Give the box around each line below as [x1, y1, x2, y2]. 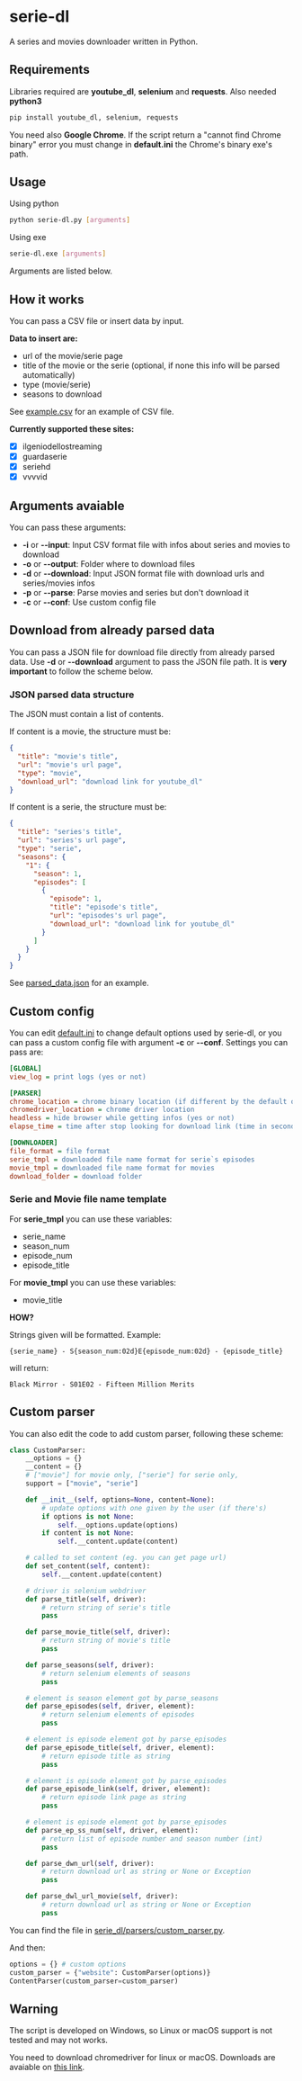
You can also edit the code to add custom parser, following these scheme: [9, 1428, 284, 1439]
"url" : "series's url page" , [17, 836, 127, 845]
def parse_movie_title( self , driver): [25, 1628, 171, 1637]
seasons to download [22, 389, 102, 399]
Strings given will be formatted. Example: [9, 1329, 162, 1340]
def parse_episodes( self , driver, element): [25, 1702, 195, 1711]
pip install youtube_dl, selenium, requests [9, 112, 179, 122]
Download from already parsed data [9, 623, 216, 638]
